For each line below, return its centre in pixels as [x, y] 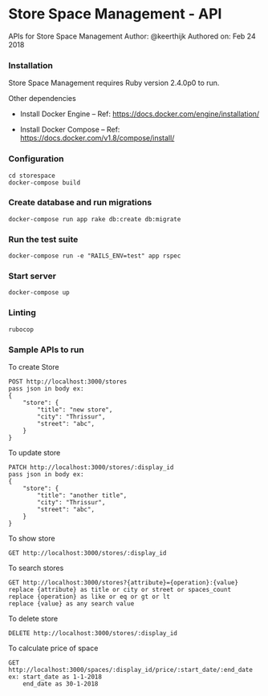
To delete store [33, 619]
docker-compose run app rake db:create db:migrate [95, 219]
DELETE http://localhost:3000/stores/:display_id [93, 633]
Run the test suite [43, 239]
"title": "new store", [75, 410]
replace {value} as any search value [71, 604]
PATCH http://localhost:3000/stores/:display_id [91, 467]
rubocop [21, 330]
